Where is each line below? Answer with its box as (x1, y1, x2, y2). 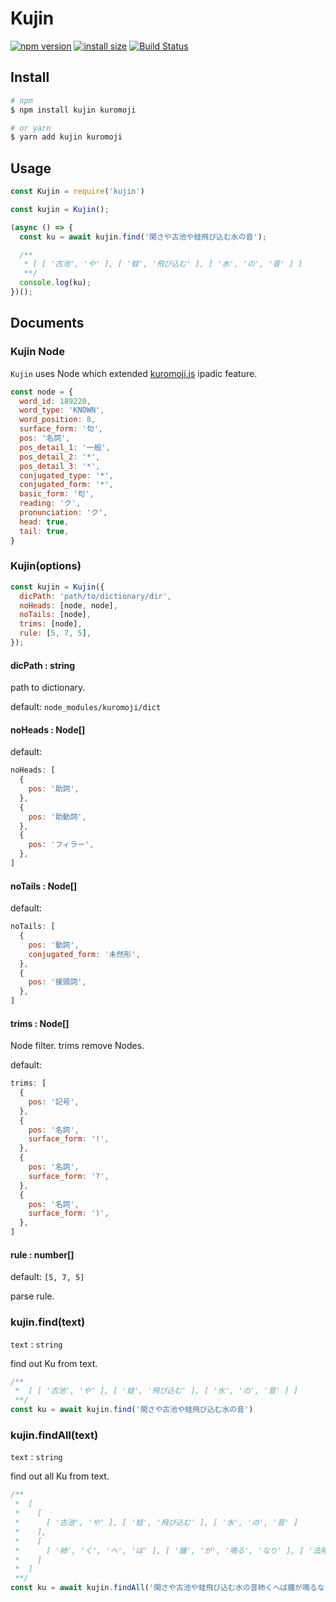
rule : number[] (10, 1248, 75, 1261)
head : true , (19, 517, 70, 527)
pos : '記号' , (28, 1097, 80, 1107)
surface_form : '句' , (19, 424, 103, 434)
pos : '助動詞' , (28, 812, 87, 822)
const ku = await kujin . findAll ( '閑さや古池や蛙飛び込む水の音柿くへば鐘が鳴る (10, 1583, 318, 1593)
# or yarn (10, 123, 52, 133)
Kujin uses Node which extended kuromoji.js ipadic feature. (10, 367, 258, 379)
